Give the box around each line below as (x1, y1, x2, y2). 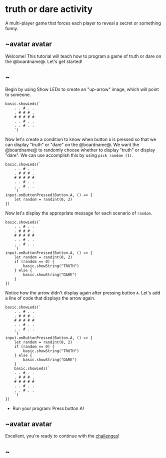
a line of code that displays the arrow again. (5, 295, 95, 301)
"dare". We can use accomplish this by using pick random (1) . (5, 152, 133, 158)
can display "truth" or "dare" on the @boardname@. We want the (5, 141, 139, 147)
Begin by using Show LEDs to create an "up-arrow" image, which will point (5, 86, 159, 92)
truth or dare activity (5, 3, 93, 15)
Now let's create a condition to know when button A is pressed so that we (5, 136, 156, 142)
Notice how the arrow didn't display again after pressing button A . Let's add (5, 289, 160, 295)
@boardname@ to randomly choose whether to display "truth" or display (5, 146, 155, 153)
